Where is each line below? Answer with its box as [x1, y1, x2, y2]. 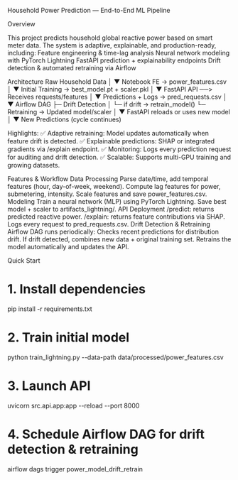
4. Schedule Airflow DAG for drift [7, 426, 205, 442]
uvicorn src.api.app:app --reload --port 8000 [7, 401, 140, 410]
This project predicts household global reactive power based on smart [7, 33, 213, 42]
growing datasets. [7, 161, 60, 169]
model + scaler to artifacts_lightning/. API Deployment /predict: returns [7, 205, 215, 213]
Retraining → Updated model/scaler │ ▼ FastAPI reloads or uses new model [7, 108, 231, 116]
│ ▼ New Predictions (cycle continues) [7, 115, 122, 124]
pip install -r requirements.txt [7, 305, 92, 313]
